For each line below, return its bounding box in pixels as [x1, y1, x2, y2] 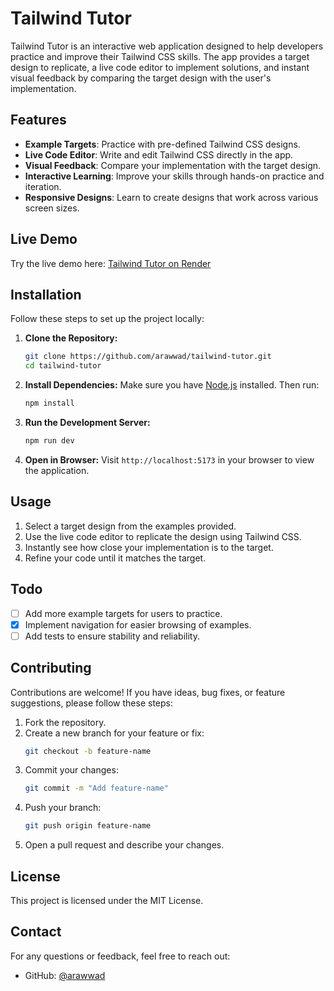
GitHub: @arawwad [24, 969, 106, 981]
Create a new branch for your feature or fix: [24, 727, 205, 739]
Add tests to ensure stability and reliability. [24, 630, 200, 642]
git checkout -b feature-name [24, 746, 152, 756]
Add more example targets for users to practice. [24, 607, 223, 619]
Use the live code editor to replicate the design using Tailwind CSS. [24, 530, 302, 542]
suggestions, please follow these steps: [10, 697, 173, 709]
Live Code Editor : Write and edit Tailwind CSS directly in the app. [24, 148, 294, 161]
